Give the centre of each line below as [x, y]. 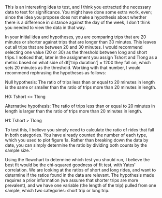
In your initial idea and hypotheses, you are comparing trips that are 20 [76, 37]
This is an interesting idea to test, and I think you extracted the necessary [78, 7]
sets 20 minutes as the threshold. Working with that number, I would [73, 68]
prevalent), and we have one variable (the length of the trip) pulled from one [81, 185]
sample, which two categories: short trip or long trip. [57, 191]
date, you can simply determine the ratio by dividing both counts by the [76, 145]
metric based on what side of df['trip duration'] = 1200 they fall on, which [78, 63]
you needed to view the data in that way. [45, 28]
